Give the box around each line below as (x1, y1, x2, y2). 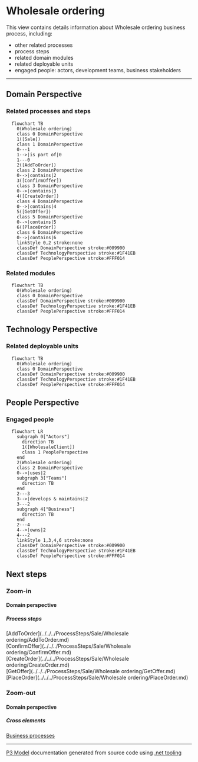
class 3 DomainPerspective (16, 182, 83, 189)
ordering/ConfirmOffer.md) (6, 649, 72, 656)
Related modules (6, 269, 55, 277)
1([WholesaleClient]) (21, 444, 75, 451)
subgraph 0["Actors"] (16, 434, 70, 440)
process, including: (6, 30, 53, 37)
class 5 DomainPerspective (16, 214, 83, 220)
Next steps (6, 569, 47, 579)
